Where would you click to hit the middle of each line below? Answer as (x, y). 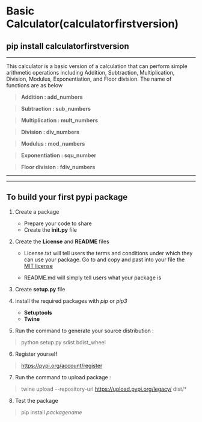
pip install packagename (51, 412)
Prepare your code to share (58, 223)
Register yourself (36, 354)
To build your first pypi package (67, 197)
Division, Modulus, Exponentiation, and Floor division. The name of (89, 79)
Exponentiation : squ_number (59, 155)
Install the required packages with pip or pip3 (71, 301)
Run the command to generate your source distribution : (84, 330)
